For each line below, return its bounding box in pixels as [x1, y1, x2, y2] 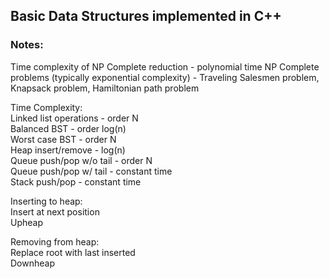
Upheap [10, 216, 44, 228]
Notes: [10, 38, 44, 52]
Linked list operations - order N [10, 112, 139, 124]
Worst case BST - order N [10, 133, 117, 145]
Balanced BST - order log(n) [10, 122, 127, 134]
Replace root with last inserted [10, 246, 136, 258]
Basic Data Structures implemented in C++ [10, 8, 282, 25]
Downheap [10, 257, 55, 269]
